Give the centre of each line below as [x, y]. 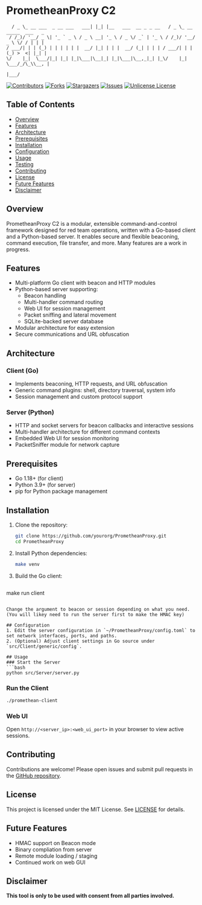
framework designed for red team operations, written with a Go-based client [101, 230]
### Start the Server [33, 662]
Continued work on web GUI [50, 862]
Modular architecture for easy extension [65, 328]
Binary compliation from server [53, 849]
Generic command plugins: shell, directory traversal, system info [95, 390]
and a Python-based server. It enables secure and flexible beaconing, [93, 236]
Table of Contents [41, 104]
